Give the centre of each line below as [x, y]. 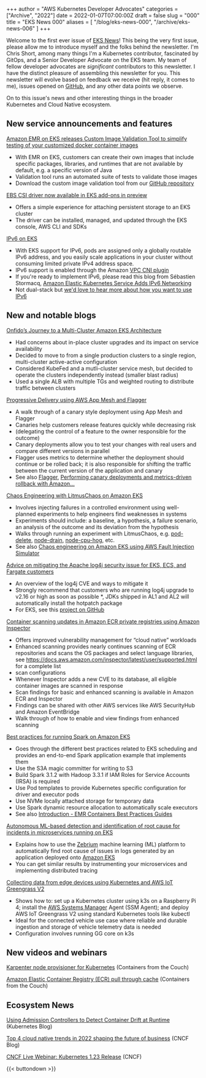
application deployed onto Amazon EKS [65, 857]
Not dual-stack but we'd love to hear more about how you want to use [104, 289]
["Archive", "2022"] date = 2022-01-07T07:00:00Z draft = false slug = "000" [103, 15]
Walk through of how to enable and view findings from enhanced [97, 718]
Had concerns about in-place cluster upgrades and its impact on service [107, 342]
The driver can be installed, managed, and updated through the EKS [101, 220]
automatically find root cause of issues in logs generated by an [95, 851]
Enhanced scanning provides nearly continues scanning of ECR [95, 646]
